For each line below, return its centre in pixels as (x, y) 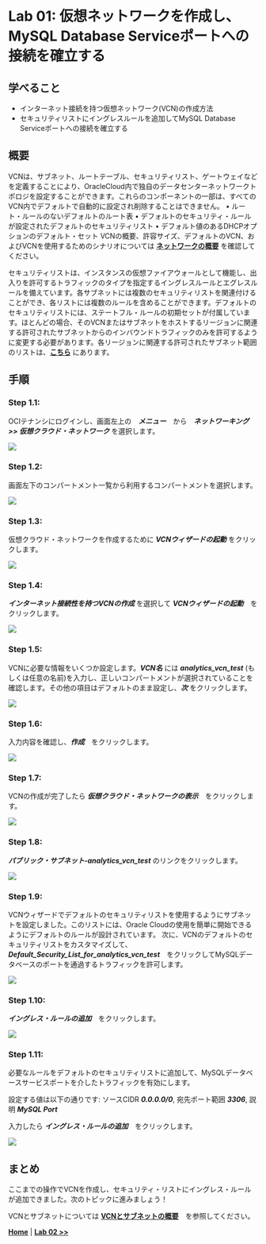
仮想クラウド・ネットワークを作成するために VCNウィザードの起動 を (122, 539)
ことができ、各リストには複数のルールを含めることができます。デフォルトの (133, 302)
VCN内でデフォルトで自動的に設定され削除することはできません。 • (119, 206)
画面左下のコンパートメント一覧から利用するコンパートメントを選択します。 (133, 485)
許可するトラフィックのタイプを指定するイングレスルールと (126, 282)
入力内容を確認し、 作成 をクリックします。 (81, 742)
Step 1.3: (25, 521)
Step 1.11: (26, 1055)
